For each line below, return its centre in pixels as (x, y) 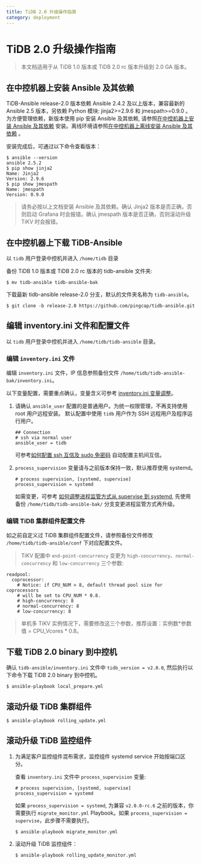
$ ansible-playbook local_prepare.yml (55, 687)
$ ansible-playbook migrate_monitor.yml (66, 832)
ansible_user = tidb (41, 443)
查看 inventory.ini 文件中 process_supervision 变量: (80, 777)
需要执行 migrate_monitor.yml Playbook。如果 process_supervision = (101, 813)
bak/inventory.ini (29, 381)
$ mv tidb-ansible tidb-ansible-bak (52, 283)
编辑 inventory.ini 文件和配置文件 (68, 326)
